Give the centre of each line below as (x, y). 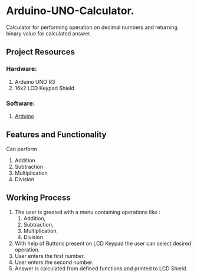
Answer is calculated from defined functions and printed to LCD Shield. (101, 268)
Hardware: (22, 69)
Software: (21, 103)
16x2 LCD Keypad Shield (45, 88)
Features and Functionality (56, 135)
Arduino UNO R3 (35, 81)
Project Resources (41, 52)
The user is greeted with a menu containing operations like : (87, 212)
